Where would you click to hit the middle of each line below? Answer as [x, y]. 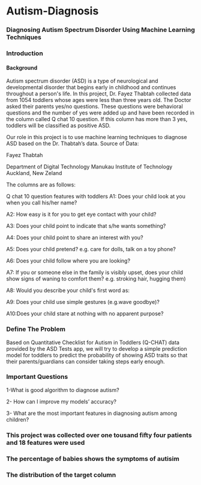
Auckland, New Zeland [34, 173]
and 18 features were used [46, 442]
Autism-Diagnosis [52, 11]
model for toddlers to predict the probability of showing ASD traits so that [97, 355]
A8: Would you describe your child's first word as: [68, 290]
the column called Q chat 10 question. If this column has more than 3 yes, [97, 119]
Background [22, 68]
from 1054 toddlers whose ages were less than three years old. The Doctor [99, 100]
